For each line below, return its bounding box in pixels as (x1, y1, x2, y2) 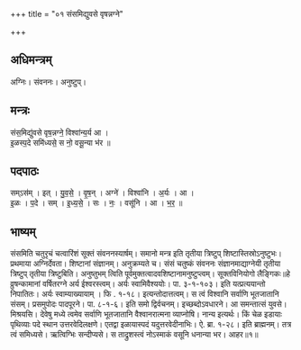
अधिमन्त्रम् (10, 52, 52, 67)
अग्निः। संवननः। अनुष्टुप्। (10, 76, 87, 87)
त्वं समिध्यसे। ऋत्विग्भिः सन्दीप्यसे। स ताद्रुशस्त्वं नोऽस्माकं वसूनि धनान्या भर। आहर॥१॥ (10, 329, 260, 340)
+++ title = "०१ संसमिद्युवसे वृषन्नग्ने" (10, 9, 124, 19)
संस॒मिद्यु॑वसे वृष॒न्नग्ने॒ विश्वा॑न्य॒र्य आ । (10, 127, 109, 138)
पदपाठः (10, 164, 40, 179)
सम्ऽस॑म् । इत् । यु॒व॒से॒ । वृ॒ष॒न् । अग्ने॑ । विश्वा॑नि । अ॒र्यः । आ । (10, 187, 195, 198)
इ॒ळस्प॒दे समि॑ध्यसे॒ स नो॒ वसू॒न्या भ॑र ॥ (10, 137, 111, 148)
